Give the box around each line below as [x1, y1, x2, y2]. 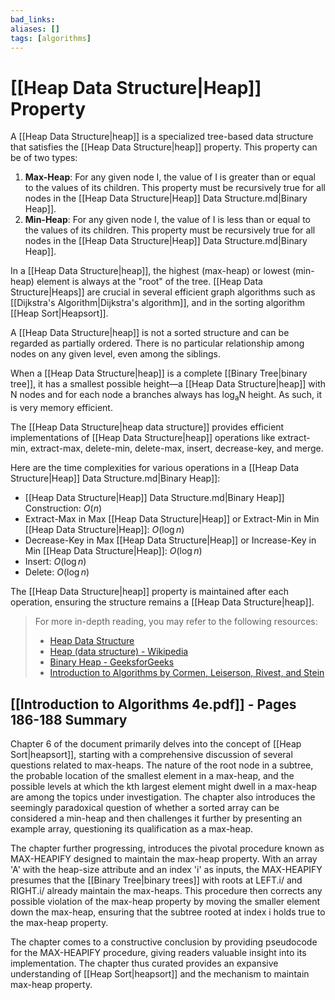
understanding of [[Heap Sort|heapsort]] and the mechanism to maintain [10, 967, 310, 980]
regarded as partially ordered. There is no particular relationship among [10, 337, 305, 350]
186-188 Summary [10, 711, 128, 728]
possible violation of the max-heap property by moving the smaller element [10, 895, 321, 907]
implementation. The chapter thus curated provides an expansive [10, 957, 279, 969]
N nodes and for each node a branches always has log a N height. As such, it [10, 389, 323, 403]
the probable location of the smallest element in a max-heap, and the [10, 769, 295, 781]
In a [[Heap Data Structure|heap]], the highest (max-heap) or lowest [10, 265, 291, 277]
